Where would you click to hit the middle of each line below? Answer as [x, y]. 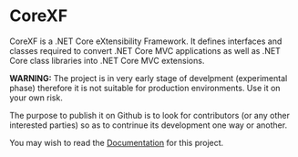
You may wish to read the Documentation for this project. [117, 142]
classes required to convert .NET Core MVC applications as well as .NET [145, 50]
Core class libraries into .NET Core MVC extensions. [107, 60]
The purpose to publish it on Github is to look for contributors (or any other [149, 115]
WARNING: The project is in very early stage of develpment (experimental [149, 78]
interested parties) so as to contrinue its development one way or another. [149, 125]
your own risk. [36, 98]
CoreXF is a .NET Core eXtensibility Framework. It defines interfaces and [146, 41]
